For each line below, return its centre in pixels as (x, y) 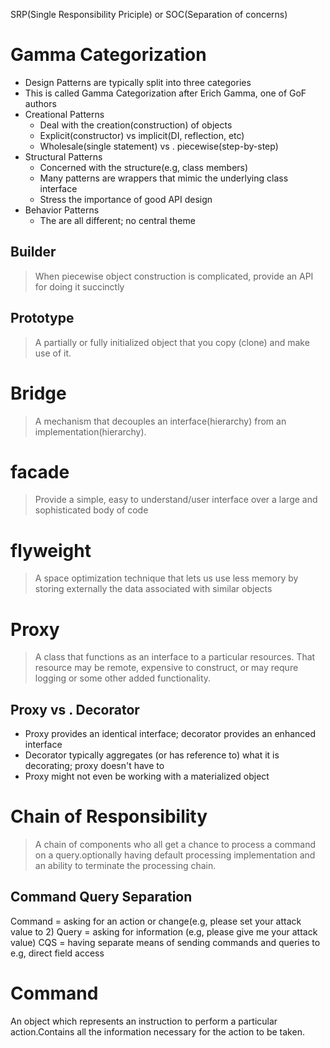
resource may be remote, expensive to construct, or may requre (166, 668)
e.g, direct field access (57, 953)
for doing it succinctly (79, 286)
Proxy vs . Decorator (75, 709)
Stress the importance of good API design (126, 199)
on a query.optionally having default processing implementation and (175, 855)
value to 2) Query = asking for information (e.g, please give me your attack (164, 931)
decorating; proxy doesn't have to (94, 766)
